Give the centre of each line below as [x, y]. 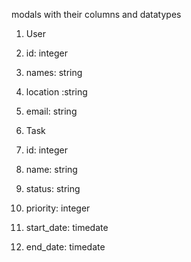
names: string [54, 72]
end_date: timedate [65, 247]
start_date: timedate [67, 227]
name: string [51, 169]
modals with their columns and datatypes [96, 14]
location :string [56, 92]
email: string [51, 111]
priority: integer [58, 208]
